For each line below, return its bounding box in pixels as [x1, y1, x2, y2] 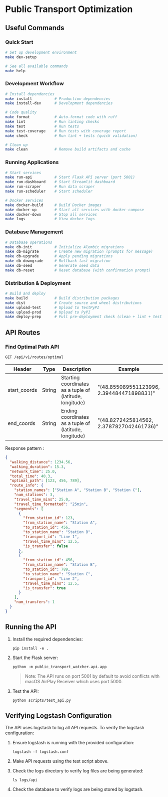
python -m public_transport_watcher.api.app [12, 664, 107, 669]
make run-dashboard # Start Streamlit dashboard [5, 180, 115, 185]
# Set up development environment [5, 50, 77, 55]
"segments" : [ [14, 506, 43, 511]
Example [118, 366, 140, 372]
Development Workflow [5, 80, 64, 87]
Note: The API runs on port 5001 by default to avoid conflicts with [24, 673, 160, 679]
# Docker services [5, 198, 43, 203]
